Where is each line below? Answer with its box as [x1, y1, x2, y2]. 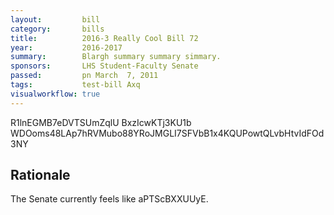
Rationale [10, 167, 71, 184]
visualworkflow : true [10, 89, 101, 99]
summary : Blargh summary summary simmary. [10, 52, 222, 62]
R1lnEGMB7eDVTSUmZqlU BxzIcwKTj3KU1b [10, 116, 192, 128]
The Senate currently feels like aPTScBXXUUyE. [10, 193, 209, 205]
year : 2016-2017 [10, 42, 123, 53]
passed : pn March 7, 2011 [10, 71, 159, 81]
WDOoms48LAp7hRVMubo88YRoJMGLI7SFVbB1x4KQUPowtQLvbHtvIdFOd [10, 127, 325, 139]
